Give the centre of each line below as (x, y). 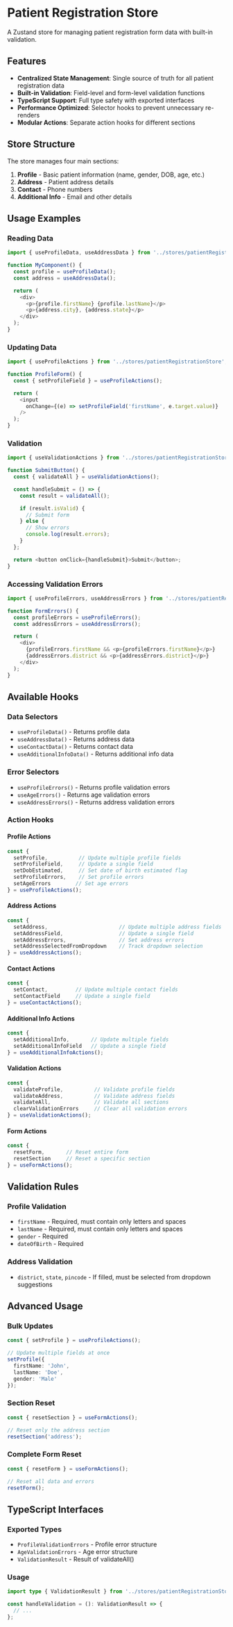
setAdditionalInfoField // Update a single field (90, 1046)
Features (27, 62)
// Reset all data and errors (51, 1481)
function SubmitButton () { (46, 471)
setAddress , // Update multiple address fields (118, 927)
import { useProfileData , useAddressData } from (79, 253)
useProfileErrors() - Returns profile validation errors (94, 787)
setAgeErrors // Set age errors (71, 884)
